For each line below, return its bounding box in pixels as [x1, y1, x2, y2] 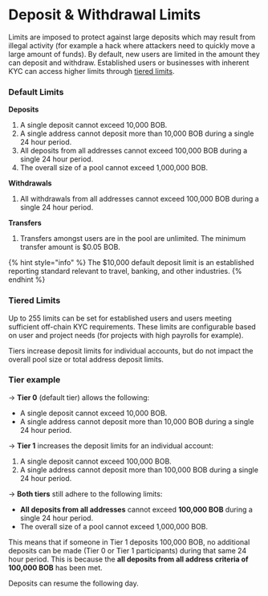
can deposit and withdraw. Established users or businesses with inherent [8, 58, 250, 67]
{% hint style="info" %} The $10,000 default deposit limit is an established [8, 258, 254, 267]
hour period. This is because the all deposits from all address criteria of [8, 554, 249, 564]
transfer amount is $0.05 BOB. [19, 243, 120, 252]
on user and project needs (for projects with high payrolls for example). [8, 330, 244, 340]
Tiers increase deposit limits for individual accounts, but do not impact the [8, 345, 254, 355]
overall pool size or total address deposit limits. [8, 354, 164, 364]
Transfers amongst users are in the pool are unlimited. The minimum [19, 234, 246, 243]
